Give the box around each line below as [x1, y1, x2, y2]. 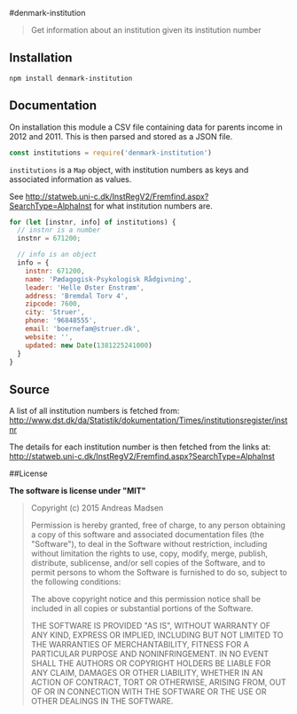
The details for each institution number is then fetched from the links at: [9, 441, 271, 452]
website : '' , [25, 332, 74, 341]
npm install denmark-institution [9, 74, 133, 83]
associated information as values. [9, 173, 132, 185]
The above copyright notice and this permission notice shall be [30, 594, 262, 605]
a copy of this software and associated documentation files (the [30, 529, 264, 540]
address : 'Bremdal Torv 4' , [25, 291, 129, 300]
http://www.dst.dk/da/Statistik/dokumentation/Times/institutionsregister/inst [9, 415, 288, 425]
